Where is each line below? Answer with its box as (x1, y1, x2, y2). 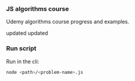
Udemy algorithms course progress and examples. (6, 18, 130, 25)
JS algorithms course (6, 5, 69, 13)
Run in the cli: (6, 58, 40, 65)
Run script (6, 44, 37, 53)
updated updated (6, 30, 49, 37)
